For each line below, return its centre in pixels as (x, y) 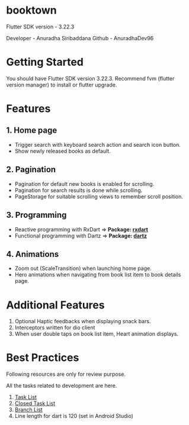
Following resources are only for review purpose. (66, 374)
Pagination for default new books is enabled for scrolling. (84, 183)
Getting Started (45, 62)
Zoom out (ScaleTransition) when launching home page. (83, 268)
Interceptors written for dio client (55, 328)
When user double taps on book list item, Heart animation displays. (97, 334)
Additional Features (55, 305)
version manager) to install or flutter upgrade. (62, 85)
